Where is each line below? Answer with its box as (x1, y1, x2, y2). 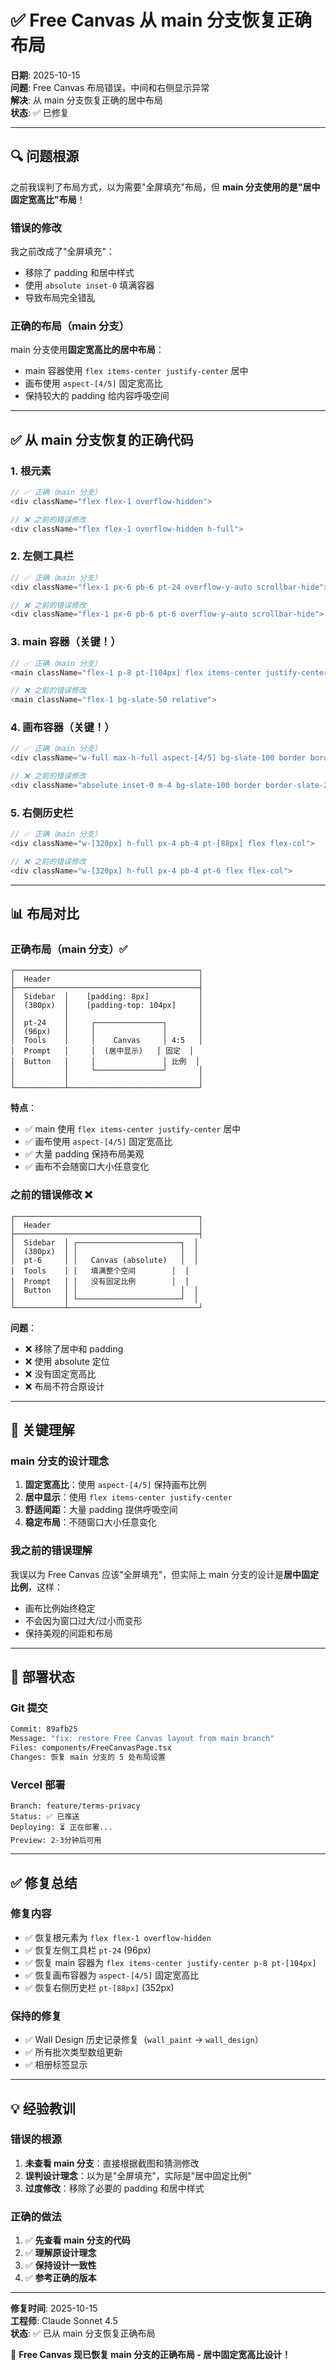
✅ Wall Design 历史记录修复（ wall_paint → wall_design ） (24, 2034, 264, 2046)
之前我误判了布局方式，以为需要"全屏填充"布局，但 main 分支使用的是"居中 (10, 181, 321, 193)
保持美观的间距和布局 (24, 1627, 113, 1639)
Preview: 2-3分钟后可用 (10, 1836, 102, 1846)
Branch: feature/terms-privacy (10, 1801, 141, 1811)
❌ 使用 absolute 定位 (24, 1355, 110, 1367)
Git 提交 (10, 1701, 48, 1715)
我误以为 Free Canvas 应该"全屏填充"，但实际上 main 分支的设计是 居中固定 (10, 1568, 319, 1580)
